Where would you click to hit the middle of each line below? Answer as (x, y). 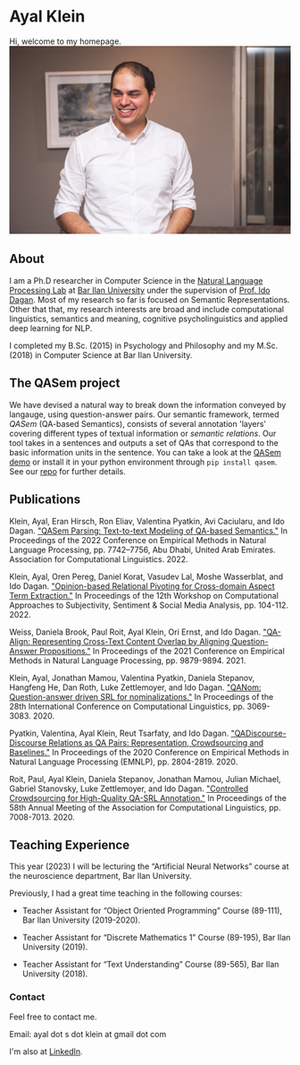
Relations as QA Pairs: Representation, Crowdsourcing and (156, 742)
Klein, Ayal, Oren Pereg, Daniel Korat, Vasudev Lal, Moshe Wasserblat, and (146, 576)
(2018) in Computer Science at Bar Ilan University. (101, 354)
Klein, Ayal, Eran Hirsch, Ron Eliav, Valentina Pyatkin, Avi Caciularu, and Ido (147, 521)
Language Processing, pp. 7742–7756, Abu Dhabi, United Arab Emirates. (142, 550)
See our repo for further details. (68, 471)
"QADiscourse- (259, 733)
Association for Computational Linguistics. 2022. (99, 559)
